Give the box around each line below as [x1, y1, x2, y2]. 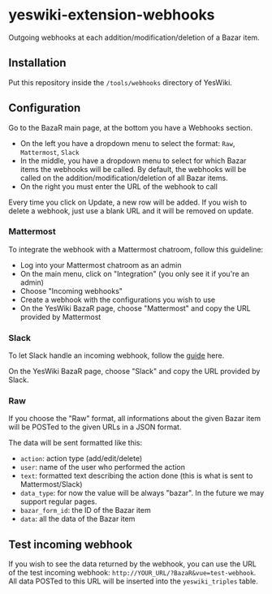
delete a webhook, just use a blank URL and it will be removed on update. [8, 205, 254, 216]
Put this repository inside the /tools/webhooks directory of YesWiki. [8, 77, 233, 87]
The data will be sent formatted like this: [8, 438, 143, 448]
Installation [8, 56, 67, 70]
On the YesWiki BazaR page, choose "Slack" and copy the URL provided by [8, 367, 261, 377]
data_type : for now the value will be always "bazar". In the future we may [19, 489, 265, 498]
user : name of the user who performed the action [19, 463, 185, 472]
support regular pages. [19, 497, 97, 506]
